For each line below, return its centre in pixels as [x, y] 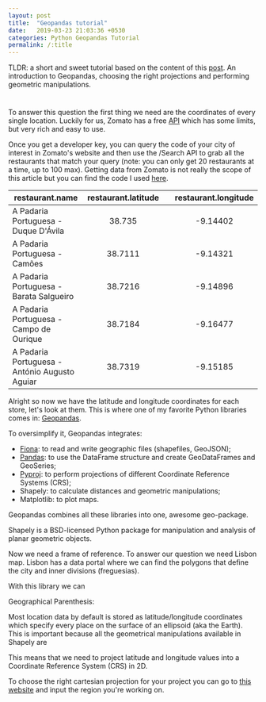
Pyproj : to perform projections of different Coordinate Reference [124, 474]
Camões [28, 264]
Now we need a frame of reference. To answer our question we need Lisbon [133, 554]
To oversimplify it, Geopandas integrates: [75, 434]
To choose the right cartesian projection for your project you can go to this [130, 681]
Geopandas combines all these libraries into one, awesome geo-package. [128, 515]
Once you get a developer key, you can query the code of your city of [122, 144]
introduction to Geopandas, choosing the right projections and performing [129, 76]
